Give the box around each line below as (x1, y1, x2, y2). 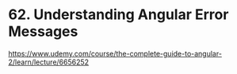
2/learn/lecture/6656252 (8, 57, 90, 67)
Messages (8, 22, 78, 41)
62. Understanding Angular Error (8, 6, 229, 24)
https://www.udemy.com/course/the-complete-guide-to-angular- (8, 49, 222, 58)
